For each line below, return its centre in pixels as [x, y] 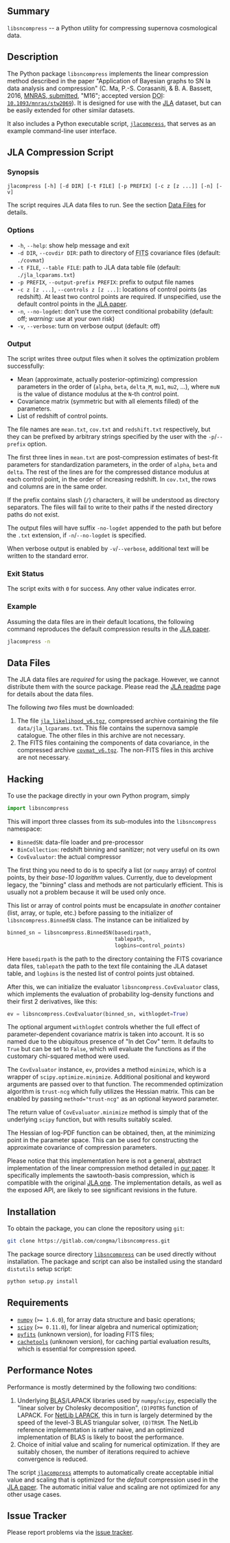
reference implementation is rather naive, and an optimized [100, 1429]
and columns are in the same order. [57, 486]
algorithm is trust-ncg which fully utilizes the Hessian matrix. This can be [111, 1092]
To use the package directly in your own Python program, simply [99, 796]
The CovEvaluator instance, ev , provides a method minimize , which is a [107, 1070]
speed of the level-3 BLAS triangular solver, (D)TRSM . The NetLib [107, 1422]
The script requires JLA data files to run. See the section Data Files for [106, 205]
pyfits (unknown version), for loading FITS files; [85, 1334]
